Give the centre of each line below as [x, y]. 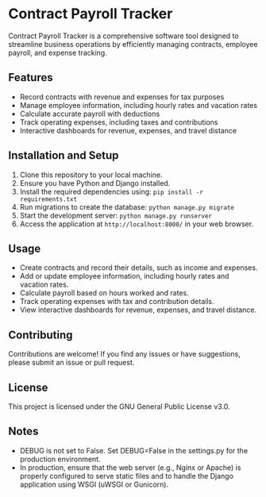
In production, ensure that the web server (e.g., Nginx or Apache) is [130, 467]
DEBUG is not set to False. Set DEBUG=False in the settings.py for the [134, 450]
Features [31, 77]
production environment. [60, 459]
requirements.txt [48, 199]
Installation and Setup [64, 156]
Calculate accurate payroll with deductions [90, 114]
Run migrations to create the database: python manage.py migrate [127, 206]
